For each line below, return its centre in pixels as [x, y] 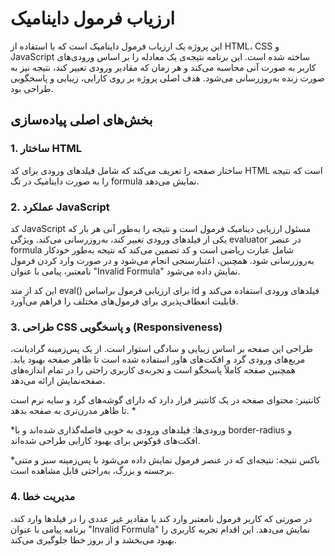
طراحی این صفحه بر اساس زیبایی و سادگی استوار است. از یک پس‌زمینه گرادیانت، [161, 349]
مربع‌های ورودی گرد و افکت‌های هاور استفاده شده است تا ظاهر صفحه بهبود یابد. [158, 359]
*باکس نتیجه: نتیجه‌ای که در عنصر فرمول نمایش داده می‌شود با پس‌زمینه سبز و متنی [165, 460]
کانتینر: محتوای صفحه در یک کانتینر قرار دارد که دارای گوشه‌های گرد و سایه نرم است [165, 400]
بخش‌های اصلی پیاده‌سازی [81, 120]
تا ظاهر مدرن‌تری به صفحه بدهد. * [73, 411]
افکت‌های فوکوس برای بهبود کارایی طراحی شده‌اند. [105, 441]
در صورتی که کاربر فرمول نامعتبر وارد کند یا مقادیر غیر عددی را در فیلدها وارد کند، [161, 518]
